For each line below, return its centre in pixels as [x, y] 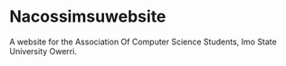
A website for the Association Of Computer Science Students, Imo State [143, 42]
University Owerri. [43, 51]
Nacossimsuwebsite [88, 17]
